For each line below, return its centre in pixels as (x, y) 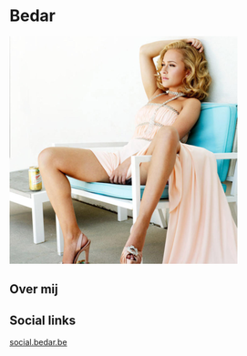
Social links (42, 320)
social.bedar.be (38, 342)
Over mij (34, 289)
